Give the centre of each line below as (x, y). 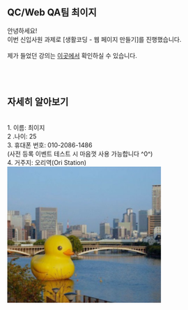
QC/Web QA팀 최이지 (52, 13)
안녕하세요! (22, 31)
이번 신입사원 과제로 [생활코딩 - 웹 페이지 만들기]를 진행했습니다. (94, 39)
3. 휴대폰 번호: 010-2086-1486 (50, 145)
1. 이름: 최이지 (26, 127)
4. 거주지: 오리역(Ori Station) (47, 162)
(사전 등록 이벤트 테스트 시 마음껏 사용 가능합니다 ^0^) (80, 154)
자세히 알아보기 (38, 102)
